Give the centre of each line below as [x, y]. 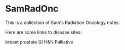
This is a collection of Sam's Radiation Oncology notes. [63, 22]
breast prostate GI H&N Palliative [39, 42]
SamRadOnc [32, 9]
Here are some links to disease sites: [44, 32]
